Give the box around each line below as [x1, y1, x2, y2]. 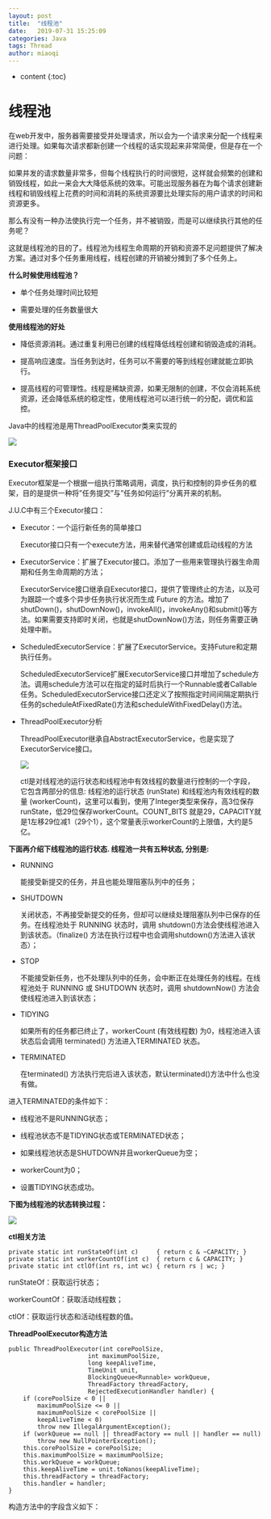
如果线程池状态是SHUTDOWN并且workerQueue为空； [19, 1148, 200, 1157]
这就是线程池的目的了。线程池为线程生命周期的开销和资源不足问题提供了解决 [8, 243, 263, 252]
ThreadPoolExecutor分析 [19, 717, 103, 726]
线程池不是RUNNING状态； [19, 1114, 110, 1123]
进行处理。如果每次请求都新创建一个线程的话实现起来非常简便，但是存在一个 [8, 141, 263, 150]
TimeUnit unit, [87, 1366, 139, 1375]
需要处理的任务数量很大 [19, 304, 98, 314]
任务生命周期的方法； [34, 567, 106, 577]
